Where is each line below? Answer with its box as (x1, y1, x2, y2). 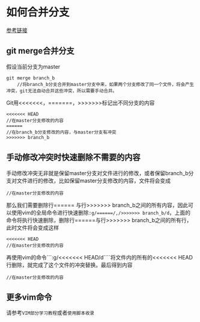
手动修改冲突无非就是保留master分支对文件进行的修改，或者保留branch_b (6, 169, 189, 176)
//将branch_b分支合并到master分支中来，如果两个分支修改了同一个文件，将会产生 (17, 81, 194, 87)
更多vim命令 (6, 292, 52, 302)
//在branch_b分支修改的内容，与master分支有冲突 (6, 129, 117, 135)
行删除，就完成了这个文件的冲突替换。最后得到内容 (6, 261, 133, 268)
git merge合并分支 (6, 46, 75, 56)
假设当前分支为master (6, 63, 61, 70)
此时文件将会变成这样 (6, 224, 59, 231)
